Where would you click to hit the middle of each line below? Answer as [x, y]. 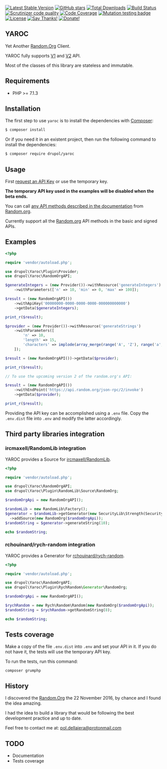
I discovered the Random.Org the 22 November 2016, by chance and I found [83, 698]
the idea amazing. [24, 703]
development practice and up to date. [43, 718]
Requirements [27, 81]
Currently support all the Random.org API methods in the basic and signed [81, 221]
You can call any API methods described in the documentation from [74, 206]
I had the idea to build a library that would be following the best [70, 713]
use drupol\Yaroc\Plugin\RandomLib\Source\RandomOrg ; [62, 491]
